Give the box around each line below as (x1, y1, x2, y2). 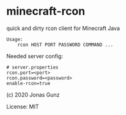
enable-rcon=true (6, 80, 51, 86)
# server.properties (6, 64, 59, 70)
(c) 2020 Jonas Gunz (6, 91, 60, 98)
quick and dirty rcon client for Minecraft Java (6, 24, 120, 32)
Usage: (6, 36, 23, 42)
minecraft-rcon (6, 4, 86, 18)
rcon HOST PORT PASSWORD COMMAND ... (17, 42, 114, 48)
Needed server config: (6, 52, 63, 59)
